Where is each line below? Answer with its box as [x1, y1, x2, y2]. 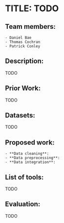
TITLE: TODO [5, 3, 59, 14]
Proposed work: [5, 138, 55, 146]
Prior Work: [5, 84, 41, 93]
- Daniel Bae [5, 35, 32, 40]
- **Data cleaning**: [5, 151, 49, 156]
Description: [5, 57, 44, 65]
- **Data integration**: [5, 160, 56, 165]
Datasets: [5, 111, 35, 120]
